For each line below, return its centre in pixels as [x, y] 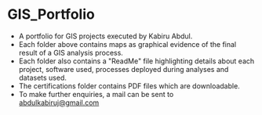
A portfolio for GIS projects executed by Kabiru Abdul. [106, 36]
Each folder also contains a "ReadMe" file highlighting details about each [136, 61]
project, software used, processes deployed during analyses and [124, 69]
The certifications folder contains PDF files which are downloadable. [129, 86]
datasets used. [43, 77]
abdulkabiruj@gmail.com [59, 102]
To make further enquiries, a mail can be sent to [96, 94]
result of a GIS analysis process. [71, 52]
